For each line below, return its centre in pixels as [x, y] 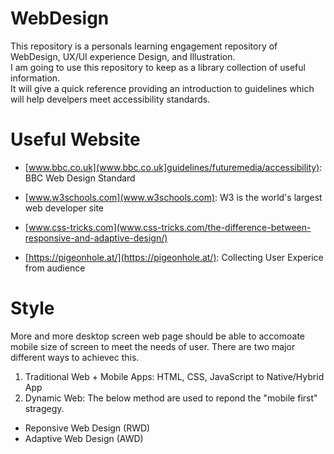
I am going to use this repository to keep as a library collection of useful [158, 67]
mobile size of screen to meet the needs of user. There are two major [153, 346]
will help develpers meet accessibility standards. [110, 99]
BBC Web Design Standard [80, 178]
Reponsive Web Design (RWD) [87, 428]
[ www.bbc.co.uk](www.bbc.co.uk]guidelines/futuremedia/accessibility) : [173, 167]
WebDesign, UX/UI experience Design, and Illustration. [123, 56]
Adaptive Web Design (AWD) [84, 438]
